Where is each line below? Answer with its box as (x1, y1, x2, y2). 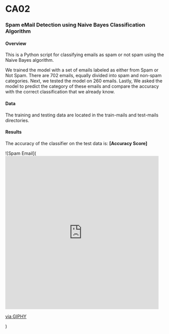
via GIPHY (5, 313, 27, 319)
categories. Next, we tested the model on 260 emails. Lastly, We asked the (5, 78, 162, 84)
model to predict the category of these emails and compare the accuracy (5, 83, 159, 89)
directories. (5, 117, 30, 123)
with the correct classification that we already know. (5, 89, 115, 95)
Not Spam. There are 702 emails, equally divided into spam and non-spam (5, 73, 162, 79)
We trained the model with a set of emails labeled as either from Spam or (5, 67, 159, 73)
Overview (5, 40, 27, 46)
